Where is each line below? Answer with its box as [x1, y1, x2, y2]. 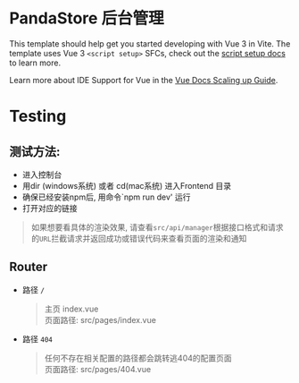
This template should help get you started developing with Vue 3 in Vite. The [9, 38, 291, 49]
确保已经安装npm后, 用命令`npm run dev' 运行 [21, 191, 191, 202]
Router [9, 260, 48, 275]
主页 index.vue [44, 303, 99, 314]
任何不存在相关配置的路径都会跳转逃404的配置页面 [44, 353, 232, 363]
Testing [9, 106, 67, 126]
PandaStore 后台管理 [9, 8, 164, 29]
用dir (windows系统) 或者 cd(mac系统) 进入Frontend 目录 [21, 180, 232, 191]
